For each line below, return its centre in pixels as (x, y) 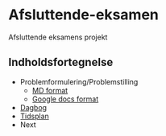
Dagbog (33, 107)
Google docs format (65, 99)
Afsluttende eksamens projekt (58, 37)
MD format (50, 90)
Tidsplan (35, 116)
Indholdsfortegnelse (61, 62)
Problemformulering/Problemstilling (79, 81)
